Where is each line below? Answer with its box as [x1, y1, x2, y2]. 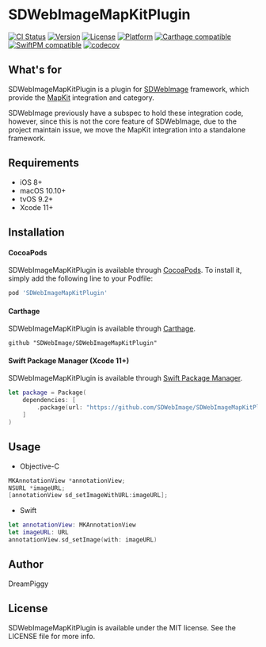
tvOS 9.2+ [19, 194, 54, 204]
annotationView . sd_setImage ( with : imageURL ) [8, 536, 158, 544]
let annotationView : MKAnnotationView [8, 521, 136, 529]
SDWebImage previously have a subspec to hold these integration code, [8, 108, 244, 117]
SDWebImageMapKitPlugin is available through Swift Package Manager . [8, 373, 243, 383]
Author [8, 557, 44, 572]
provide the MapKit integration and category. [8, 93, 154, 102]
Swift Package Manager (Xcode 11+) [8, 355, 129, 366]
